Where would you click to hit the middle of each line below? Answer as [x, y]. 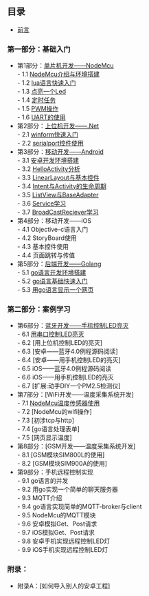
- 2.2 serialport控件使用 [50, 143]
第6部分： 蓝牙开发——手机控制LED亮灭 [73, 326]
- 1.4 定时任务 [36, 100]
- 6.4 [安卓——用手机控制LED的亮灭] [69, 360]
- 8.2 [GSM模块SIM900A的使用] [62, 464]
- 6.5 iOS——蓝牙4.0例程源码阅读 [64, 369]
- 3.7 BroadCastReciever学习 [58, 212]
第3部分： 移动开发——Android [60, 152]
